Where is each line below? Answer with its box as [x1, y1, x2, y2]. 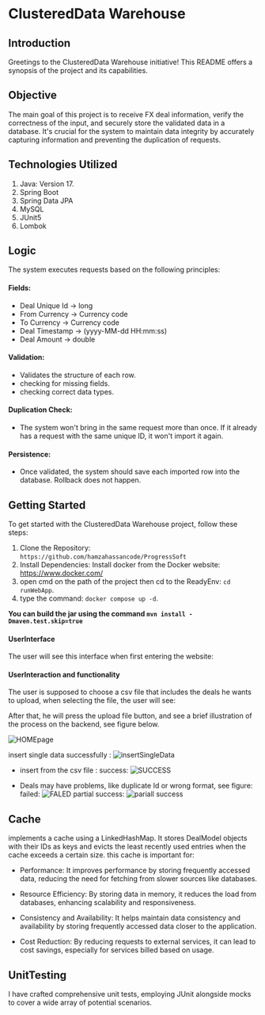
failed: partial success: [19, 789, 125, 799]
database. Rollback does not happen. [19, 475, 142, 485]
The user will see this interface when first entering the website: [8, 651, 214, 662]
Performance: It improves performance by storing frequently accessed [19, 865, 251, 876]
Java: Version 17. [19, 179, 74, 189]
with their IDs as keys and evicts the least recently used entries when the [8, 841, 247, 852]
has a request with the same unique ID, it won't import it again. [19, 431, 224, 441]
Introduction [8, 36, 71, 50]
